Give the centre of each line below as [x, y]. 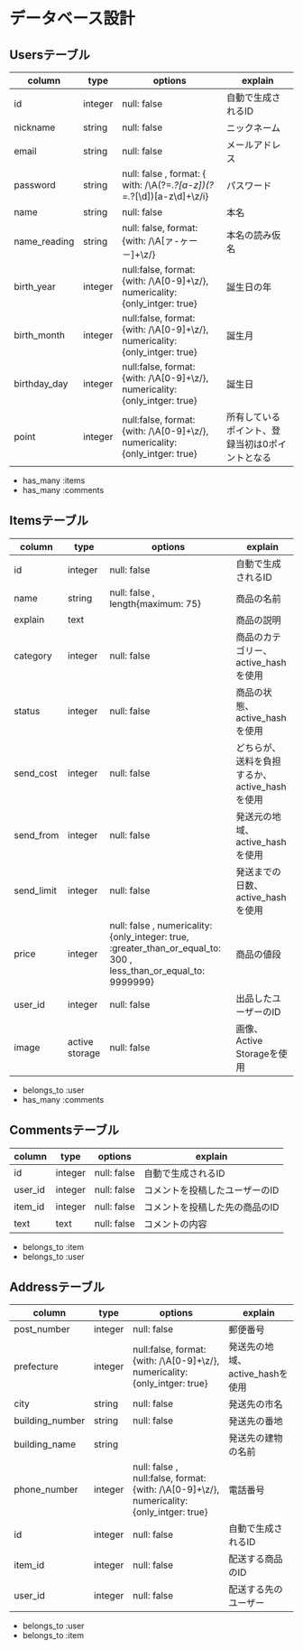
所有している [254, 417]
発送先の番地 [256, 1422]
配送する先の [256, 1589]
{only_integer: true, [149, 937]
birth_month [40, 335]
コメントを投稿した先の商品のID [211, 1207]
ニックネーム [254, 128]
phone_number [46, 1489]
